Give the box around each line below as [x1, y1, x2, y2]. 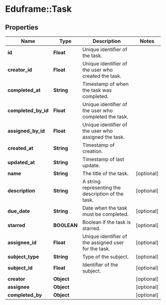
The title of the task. [82, 170, 129, 177]
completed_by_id [7, 107, 48, 114]
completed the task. [82, 114, 128, 120]
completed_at [7, 87, 41, 93]
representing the [82, 184, 121, 191]
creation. [82, 148, 103, 154]
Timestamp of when [82, 80, 129, 87]
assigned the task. [82, 134, 125, 140]
